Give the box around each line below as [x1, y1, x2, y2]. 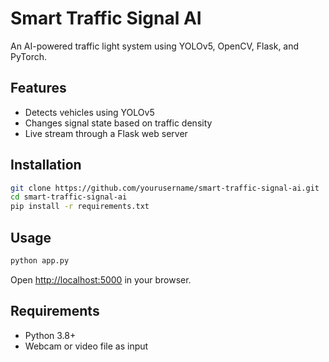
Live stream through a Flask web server [24, 127, 188, 139]
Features [10, 80, 67, 97]
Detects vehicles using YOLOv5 [24, 106, 155, 118]
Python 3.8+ [24, 329, 77, 341]
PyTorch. [10, 50, 48, 62]
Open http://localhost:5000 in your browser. [10, 273, 192, 286]
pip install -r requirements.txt [10, 202, 150, 212]
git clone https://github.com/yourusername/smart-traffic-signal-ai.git [10, 183, 320, 193]
